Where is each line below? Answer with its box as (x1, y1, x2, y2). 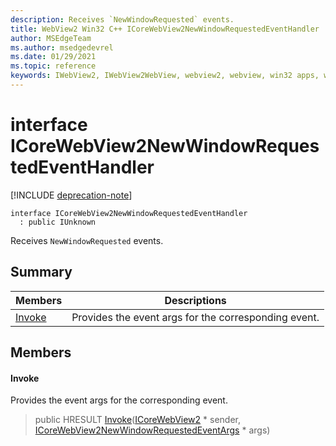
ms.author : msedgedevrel (10, 42, 114, 53)
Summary (10, 264, 73, 281)
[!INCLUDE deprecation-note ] (10, 189, 133, 201)
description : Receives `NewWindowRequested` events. (10, 14, 235, 25)
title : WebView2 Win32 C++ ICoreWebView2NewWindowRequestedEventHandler (10, 24, 320, 34)
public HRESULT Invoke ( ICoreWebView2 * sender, (34, 414, 241, 426)
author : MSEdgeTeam (10, 33, 92, 43)
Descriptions (164, 293, 227, 307)
